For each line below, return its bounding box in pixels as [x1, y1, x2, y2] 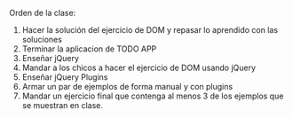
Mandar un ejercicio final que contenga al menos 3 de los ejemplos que [21, 90, 284, 101]
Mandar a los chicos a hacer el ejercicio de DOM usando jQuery [21, 62, 256, 73]
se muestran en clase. [21, 100, 104, 110]
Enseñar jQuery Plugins [21, 72, 108, 83]
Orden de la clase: [9, 8, 76, 18]
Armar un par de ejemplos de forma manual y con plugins [21, 82, 234, 91]
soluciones [21, 35, 62, 44]
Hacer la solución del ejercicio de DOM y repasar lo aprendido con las [21, 25, 278, 35]
